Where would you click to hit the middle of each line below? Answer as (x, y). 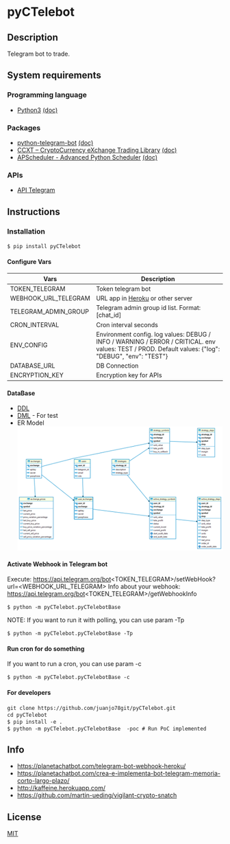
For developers (29, 692)
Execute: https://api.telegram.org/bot (59, 579)
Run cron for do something (46, 648)
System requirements (54, 75)
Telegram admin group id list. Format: (148, 308)
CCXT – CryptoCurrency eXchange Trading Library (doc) (97, 150)
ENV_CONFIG (29, 345)
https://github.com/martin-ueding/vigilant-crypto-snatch (97, 795)
